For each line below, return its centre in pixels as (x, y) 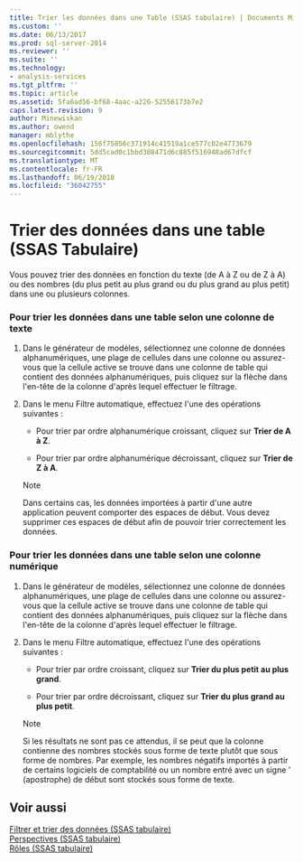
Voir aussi (38, 808)
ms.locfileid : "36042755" (58, 186)
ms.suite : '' (34, 60)
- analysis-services (48, 77)
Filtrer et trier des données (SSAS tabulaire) (90, 829)
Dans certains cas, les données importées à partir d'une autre (137, 503)
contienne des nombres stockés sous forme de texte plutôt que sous (150, 750)
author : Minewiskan (46, 118)
